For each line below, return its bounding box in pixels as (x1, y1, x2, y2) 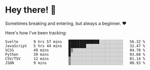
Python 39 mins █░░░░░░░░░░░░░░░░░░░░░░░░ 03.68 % (5, 52, 146, 57)
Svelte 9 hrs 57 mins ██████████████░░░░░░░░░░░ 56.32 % (5, 39, 146, 44)
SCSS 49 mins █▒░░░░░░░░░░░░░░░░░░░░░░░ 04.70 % (5, 48, 146, 52)
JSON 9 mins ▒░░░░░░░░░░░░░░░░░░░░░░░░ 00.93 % (5, 60, 146, 65)
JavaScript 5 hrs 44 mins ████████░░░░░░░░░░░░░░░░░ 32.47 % (5, 43, 146, 48)
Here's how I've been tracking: (5, 30, 67, 35)
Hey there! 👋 (5, 4, 56, 16)
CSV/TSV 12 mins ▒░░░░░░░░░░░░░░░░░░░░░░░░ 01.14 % (5, 56, 146, 61)
